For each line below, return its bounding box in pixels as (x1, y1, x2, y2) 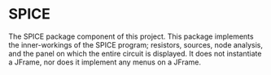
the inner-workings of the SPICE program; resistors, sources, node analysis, (8, 40, 263, 49)
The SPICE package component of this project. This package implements (8, 31, 254, 41)
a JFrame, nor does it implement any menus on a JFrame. (8, 57, 202, 67)
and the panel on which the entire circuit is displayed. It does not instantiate (8, 48, 262, 58)
